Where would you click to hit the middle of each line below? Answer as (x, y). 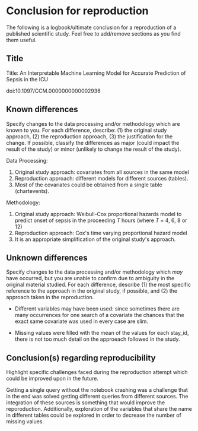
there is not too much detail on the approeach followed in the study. (97, 339)
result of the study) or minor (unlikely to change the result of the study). (94, 149)
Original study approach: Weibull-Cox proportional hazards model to (98, 214)
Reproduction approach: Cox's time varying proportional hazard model (101, 233)
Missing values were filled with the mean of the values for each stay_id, (102, 333)
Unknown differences (47, 257)
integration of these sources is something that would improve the (86, 403)
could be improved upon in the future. (52, 379)
